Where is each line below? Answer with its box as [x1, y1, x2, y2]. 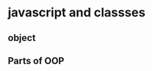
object [8, 32, 36, 44]
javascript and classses [8, 5, 146, 20]
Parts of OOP [8, 55, 65, 66]
